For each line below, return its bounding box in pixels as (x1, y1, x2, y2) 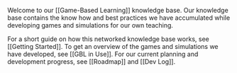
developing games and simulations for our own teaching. (7, 21, 174, 29)
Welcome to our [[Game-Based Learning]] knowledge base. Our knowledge (7, 6, 228, 14)
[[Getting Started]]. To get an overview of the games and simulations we (7, 43, 219, 50)
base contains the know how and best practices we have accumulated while (7, 13, 231, 22)
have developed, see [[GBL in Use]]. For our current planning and (7, 50, 199, 58)
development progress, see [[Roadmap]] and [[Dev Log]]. (7, 57, 176, 66)
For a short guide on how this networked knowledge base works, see (7, 35, 209, 43)
